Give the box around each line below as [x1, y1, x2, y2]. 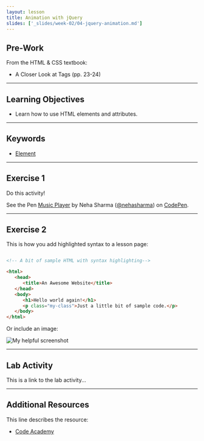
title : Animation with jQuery [6, 15, 83, 21]
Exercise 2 [6, 225, 47, 235]
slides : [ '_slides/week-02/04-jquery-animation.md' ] [6, 20, 143, 26]
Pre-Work [6, 43, 44, 53]
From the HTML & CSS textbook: [6, 59, 88, 66]
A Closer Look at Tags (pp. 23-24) [15, 71, 101, 78]
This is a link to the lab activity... [6, 376, 87, 384]
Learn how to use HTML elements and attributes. [15, 110, 138, 118]
